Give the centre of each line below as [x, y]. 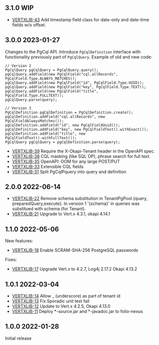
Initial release [18, 338]
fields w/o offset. [29, 25]
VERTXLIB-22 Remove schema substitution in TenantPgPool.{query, [80, 199]
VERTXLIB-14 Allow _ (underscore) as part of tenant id [66, 296]
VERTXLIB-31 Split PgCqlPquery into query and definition [69, 172]
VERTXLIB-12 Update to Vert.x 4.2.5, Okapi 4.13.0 [61, 306]
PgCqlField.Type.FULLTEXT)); [34, 95]
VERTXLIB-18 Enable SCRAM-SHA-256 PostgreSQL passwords [75, 250]
